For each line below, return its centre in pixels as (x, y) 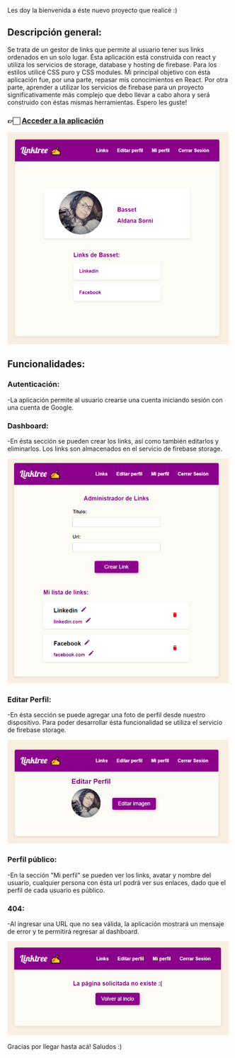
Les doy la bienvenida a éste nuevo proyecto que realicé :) (92, 10)
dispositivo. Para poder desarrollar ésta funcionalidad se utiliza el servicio (115, 723)
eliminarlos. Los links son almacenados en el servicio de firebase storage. (115, 449)
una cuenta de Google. (41, 407)
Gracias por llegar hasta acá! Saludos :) (65, 1046)
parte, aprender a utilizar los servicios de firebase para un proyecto (105, 87)
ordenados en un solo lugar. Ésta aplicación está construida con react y (112, 57)
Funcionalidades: (46, 364)
